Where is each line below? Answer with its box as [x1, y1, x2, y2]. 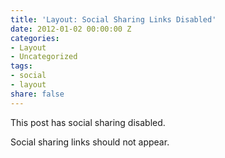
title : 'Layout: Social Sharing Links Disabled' [10, 14, 217, 25]
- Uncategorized [10, 52, 78, 62]
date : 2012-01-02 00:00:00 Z [10, 24, 132, 34]
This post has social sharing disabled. [10, 116, 166, 128]
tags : [10, 61, 33, 71]
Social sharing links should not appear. [10, 136, 170, 148]
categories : [10, 33, 60, 43]
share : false [10, 89, 65, 99]
